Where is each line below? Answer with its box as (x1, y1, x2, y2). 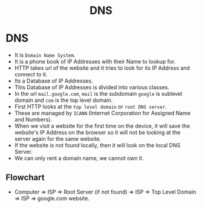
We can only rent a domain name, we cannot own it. (14, 155, 144, 162)
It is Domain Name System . (14, 52, 76, 59)
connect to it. (14, 71, 48, 78)
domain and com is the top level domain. (14, 96, 113, 104)
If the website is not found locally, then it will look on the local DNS (14, 142, 181, 149)
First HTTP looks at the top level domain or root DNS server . (14, 103, 168, 110)
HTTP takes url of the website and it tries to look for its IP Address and (14, 64, 190, 72)
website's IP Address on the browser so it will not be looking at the (14, 129, 181, 136)
